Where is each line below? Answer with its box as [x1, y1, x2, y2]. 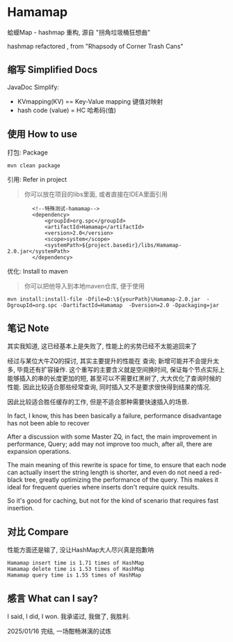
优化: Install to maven [7, 267, 68, 275]
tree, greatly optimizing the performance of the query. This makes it [24, 476, 219, 484]
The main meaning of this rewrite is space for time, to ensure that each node [7, 461, 227, 469]
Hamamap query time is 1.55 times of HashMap [7, 572, 141, 579]
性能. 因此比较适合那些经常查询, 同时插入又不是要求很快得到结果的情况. [7, 383, 211, 391]
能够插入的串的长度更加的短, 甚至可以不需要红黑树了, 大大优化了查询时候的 [7, 374, 221, 383]
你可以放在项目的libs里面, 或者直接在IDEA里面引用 [24, 189, 168, 198]
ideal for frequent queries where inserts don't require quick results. [7, 483, 200, 492]
